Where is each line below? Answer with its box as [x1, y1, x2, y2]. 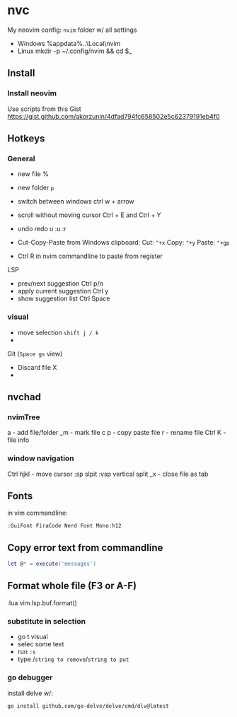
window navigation [7, 453, 74, 463]
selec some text [17, 640, 64, 648]
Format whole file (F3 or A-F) [7, 580, 137, 592]
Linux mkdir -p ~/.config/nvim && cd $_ [17, 47, 132, 55]
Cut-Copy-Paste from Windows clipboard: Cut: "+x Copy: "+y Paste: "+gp [17, 238, 230, 247]
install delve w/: [7, 689, 53, 697]
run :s [17, 648, 36, 656]
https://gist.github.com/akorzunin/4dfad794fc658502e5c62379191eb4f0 [7, 112, 221, 120]
